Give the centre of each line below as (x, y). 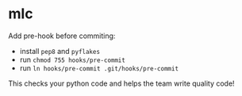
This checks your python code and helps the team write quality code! (122, 83)
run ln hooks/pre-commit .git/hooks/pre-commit (99, 67)
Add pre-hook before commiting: (62, 36)
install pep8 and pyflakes (60, 51)
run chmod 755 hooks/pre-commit (72, 60)
